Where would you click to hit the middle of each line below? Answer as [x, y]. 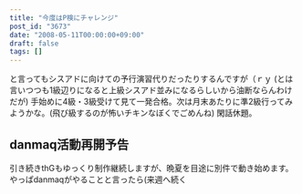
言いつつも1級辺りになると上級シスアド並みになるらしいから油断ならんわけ [151, 90]
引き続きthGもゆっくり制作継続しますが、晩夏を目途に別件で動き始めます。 [151, 168]
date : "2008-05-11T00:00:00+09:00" [77, 35]
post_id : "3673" [40, 26]
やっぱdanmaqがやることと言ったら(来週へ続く [98, 179]
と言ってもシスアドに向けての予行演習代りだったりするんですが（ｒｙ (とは [151, 79]
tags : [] [26, 52]
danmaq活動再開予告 [69, 144]
